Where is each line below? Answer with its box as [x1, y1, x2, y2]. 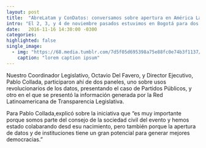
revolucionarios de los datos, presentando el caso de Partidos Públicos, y [6, 84, 192, 92]
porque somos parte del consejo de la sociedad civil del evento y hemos [6, 116, 189, 123]
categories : [6, 32, 37, 38]
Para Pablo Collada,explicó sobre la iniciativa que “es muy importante [6, 109, 182, 117]
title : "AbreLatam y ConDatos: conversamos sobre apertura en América [6, 15, 193, 21]
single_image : [6, 44, 43, 50]
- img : [12, 49, 29, 55]
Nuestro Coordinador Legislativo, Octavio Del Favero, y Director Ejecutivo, [6, 71, 193, 79]
